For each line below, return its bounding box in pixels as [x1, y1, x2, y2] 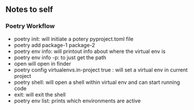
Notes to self [5, 5, 53, 15]
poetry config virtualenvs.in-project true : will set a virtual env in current [13, 66, 188, 73]
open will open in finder [13, 60, 72, 67]
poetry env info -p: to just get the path [13, 54, 107, 61]
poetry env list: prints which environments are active [13, 97, 141, 104]
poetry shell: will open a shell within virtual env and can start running [13, 79, 180, 86]
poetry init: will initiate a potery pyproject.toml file [13, 35, 134, 42]
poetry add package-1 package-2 [13, 41, 96, 48]
